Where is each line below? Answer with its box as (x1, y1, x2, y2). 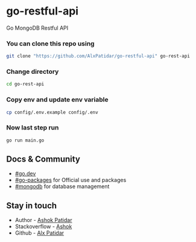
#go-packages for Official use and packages (14, 177, 127, 184)
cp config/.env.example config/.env (6, 109, 98, 116)
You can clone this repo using (6, 39, 95, 48)
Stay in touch (6, 200, 57, 211)
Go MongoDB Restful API (6, 24, 69, 31)
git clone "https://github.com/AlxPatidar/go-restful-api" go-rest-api (6, 53, 190, 59)
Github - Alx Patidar (14, 229, 65, 237)
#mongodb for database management (14, 183, 110, 190)
